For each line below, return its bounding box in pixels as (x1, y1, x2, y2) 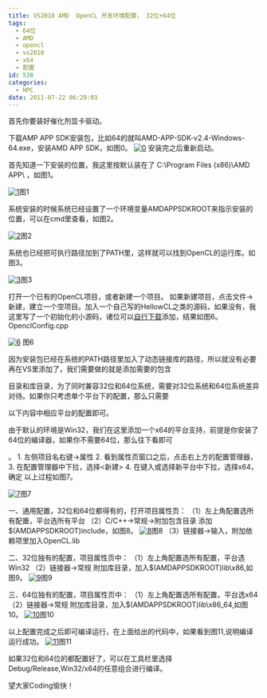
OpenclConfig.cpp (8, 321, 69, 331)
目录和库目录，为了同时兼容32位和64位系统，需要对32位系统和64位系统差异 (8, 381, 260, 391)
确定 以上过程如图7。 (8, 472, 77, 482)
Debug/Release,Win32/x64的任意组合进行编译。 (8, 664, 167, 673)
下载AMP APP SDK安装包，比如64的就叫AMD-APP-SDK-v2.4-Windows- (8, 133, 245, 143)
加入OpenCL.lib (29, 536, 80, 545)
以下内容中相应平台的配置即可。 (8, 408, 113, 418)
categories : (8, 78, 48, 86)
